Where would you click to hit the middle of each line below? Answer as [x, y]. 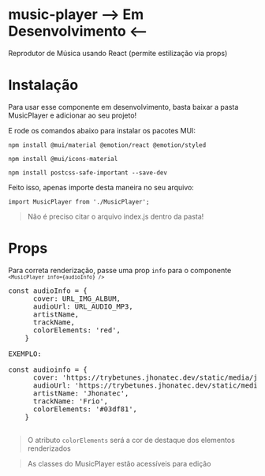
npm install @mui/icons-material [63, 159]
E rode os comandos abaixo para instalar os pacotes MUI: [102, 130]
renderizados [49, 448]
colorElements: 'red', [77, 330]
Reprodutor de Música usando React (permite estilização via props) [118, 53]
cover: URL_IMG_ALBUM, [77, 298]
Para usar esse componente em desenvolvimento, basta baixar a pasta [123, 107]
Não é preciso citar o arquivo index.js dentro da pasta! [116, 216]
